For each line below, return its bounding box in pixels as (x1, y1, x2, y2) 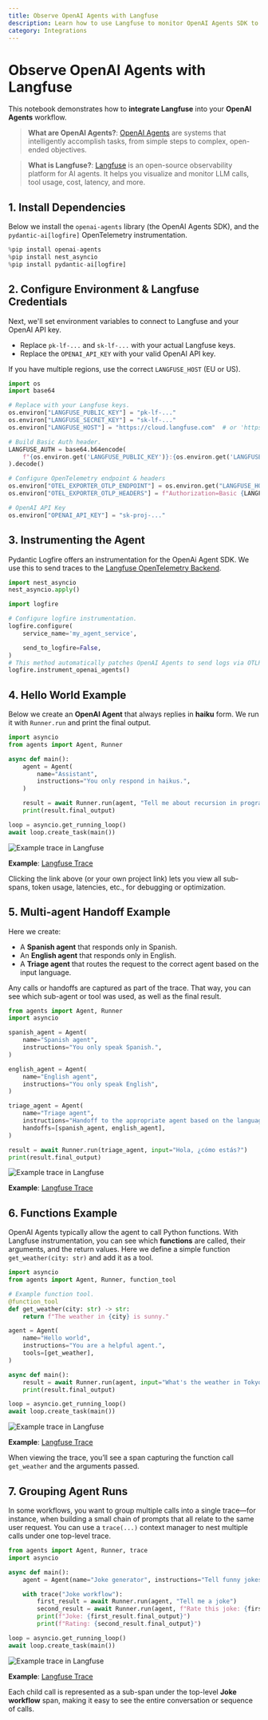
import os (8, 380, 41, 388)
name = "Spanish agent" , (22, 1036, 98, 1044)
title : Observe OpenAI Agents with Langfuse (8, 11, 159, 20)
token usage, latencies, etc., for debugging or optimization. (31, 882, 226, 892)
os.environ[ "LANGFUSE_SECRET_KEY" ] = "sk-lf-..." (8, 416, 177, 424)
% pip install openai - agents (8, 246, 102, 254)
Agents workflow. (8, 112, 67, 122)
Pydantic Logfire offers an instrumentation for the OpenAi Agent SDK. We (8, 554, 250, 564)
